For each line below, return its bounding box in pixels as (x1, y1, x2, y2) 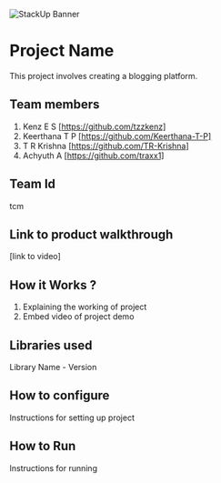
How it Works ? (9, 277, 97, 293)
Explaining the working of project (22, 301, 147, 313)
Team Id (9, 176, 56, 192)
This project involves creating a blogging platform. (9, 70, 198, 81)
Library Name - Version (9, 362, 97, 372)
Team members (9, 96, 100, 113)
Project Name (9, 41, 115, 61)
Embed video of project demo (22, 311, 135, 322)
